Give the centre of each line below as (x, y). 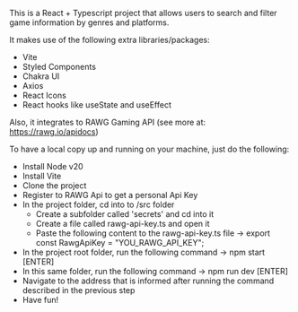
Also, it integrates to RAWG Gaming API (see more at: (108, 122)
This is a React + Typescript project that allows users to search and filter (143, 13)
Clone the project (54, 186)
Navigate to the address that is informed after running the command (148, 281)
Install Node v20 (53, 166)
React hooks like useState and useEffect (97, 105)
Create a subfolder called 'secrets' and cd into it (125, 214)
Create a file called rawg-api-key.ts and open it (123, 224)
